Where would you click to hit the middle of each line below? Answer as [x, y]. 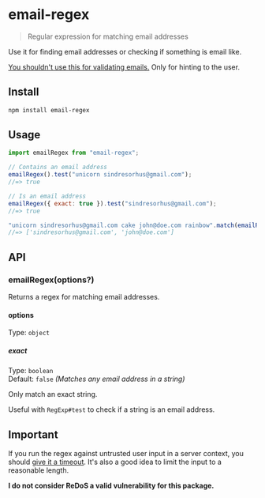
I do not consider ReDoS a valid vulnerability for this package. [111, 485]
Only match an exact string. [53, 394]
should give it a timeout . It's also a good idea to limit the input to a [115, 462]
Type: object [29, 333]
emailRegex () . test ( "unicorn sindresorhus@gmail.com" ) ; [100, 175]
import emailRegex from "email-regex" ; [74, 153]
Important [33, 434]
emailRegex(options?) [51, 280]
